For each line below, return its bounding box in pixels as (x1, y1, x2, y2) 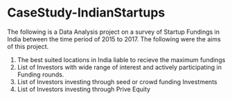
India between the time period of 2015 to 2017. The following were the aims (7, 34, 222, 43)
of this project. (7, 42, 49, 50)
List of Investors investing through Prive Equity (17, 85, 151, 93)
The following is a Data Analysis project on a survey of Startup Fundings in (7, 28, 220, 36)
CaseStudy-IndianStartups (7, 5, 166, 21)
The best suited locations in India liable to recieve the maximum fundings (17, 55, 226, 63)
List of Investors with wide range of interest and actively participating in (17, 63, 222, 71)
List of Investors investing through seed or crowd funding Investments (17, 77, 217, 86)
